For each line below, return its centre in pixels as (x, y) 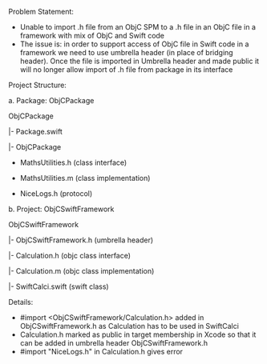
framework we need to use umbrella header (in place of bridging (127, 52)
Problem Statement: (41, 12)
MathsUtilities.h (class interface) (73, 162)
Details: (21, 302)
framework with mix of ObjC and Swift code (92, 36)
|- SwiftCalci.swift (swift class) (59, 286)
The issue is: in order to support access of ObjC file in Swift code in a (134, 44)
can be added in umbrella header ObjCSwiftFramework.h (114, 343)
